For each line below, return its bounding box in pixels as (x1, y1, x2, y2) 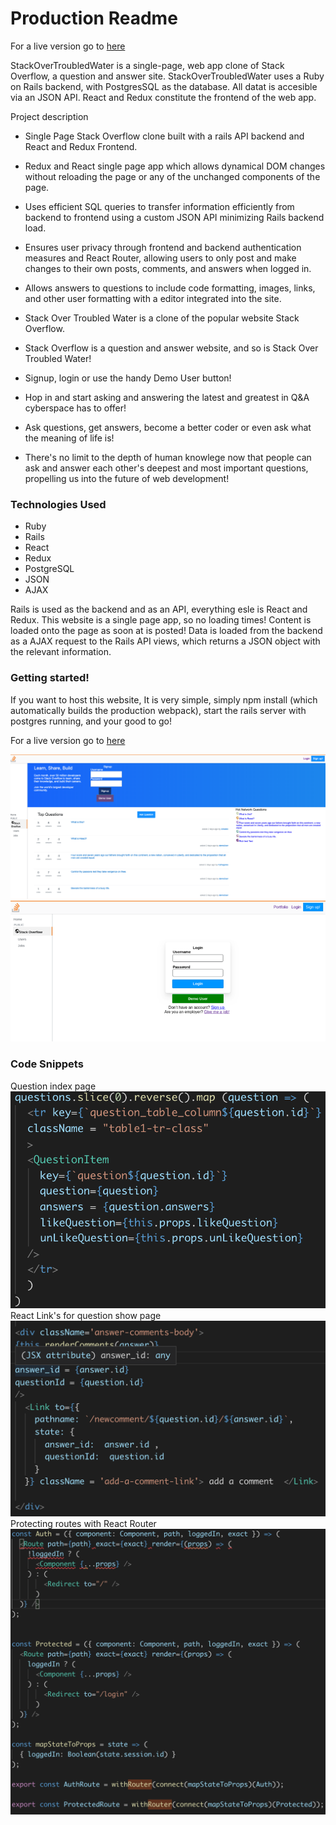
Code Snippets (10, 1057, 84, 1071)
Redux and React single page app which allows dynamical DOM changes (24, 160, 326, 172)
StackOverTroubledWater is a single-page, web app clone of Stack (10, 59, 285, 71)
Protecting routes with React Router (10, 1517, 157, 1529)
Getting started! (10, 671, 90, 685)
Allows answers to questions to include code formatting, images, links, (24, 282, 316, 294)
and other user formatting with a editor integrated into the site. (24, 292, 282, 304)
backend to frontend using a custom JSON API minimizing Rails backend (24, 211, 325, 223)
